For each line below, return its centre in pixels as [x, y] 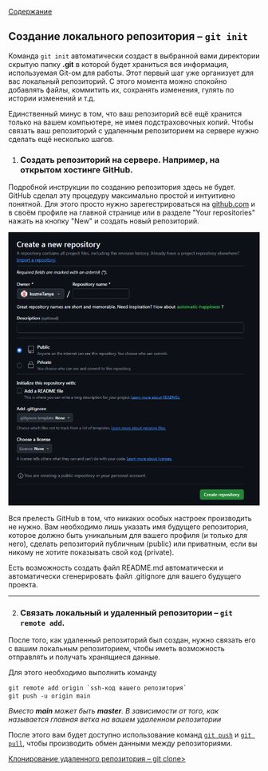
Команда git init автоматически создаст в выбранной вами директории [134, 56]
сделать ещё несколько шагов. [61, 139]
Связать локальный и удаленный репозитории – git [126, 613]
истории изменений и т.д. [52, 98]
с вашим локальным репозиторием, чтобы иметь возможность [116, 649]
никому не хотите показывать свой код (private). [91, 552]
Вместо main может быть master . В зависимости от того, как [114, 711]
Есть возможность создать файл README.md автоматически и [116, 568]
